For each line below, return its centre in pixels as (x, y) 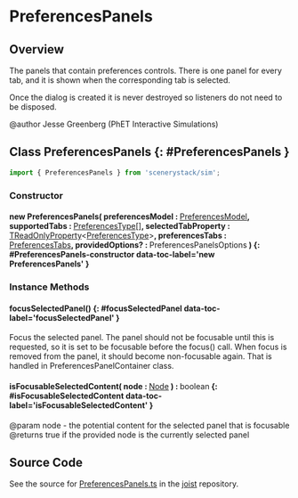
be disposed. (33, 107)
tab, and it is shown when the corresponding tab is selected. (120, 80)
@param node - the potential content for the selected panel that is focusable (149, 425)
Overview (37, 49)
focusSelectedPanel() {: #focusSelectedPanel (96, 308)
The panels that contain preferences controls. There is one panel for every (146, 70)
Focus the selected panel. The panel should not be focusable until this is (142, 338)
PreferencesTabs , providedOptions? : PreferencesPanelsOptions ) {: (135, 245)
